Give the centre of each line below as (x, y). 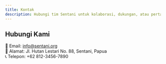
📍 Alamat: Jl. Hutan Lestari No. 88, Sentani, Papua (56, 51)
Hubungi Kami (28, 34)
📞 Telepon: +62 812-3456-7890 (37, 57)
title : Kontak (20, 10)
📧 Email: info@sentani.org (31, 46)
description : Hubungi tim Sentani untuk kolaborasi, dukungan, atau (77, 14)
